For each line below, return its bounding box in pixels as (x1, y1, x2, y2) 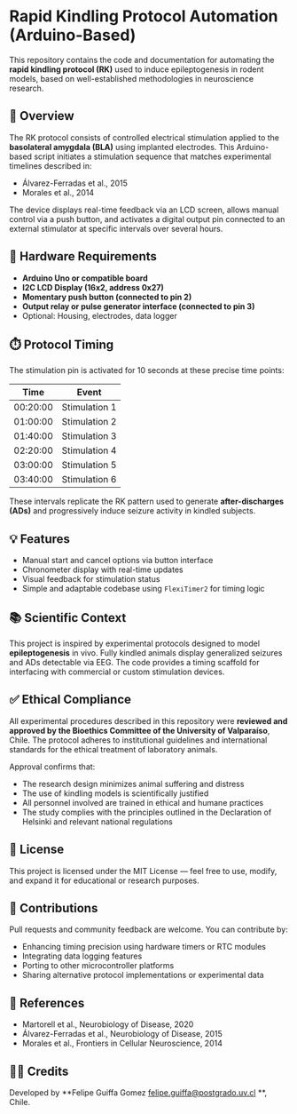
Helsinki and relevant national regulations (21, 816, 173, 827)
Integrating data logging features (21, 951, 143, 961)
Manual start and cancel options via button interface (21, 555, 214, 566)
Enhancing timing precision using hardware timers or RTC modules (21, 942, 266, 952)
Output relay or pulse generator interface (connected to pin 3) (21, 300, 255, 312)
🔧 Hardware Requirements (9, 249, 158, 264)
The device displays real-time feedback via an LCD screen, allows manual (9, 204, 279, 215)
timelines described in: (9, 160, 92, 171)
